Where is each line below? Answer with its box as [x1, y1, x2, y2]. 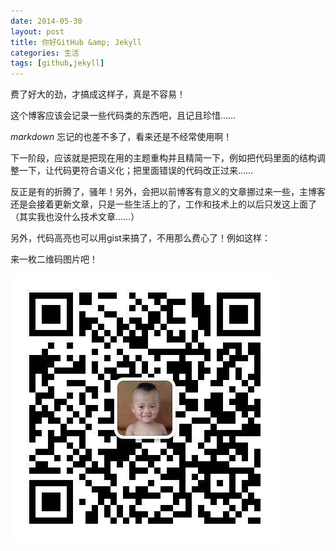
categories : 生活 [10, 48, 80, 58]
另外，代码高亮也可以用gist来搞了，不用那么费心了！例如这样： [10, 232, 271, 244]
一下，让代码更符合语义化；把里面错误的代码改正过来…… [18, 165, 254, 177]
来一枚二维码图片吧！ [10, 253, 98, 265]
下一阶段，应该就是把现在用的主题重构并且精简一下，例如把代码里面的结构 [10, 152, 317, 164]
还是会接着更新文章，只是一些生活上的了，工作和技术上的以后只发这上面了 [10, 198, 317, 210]
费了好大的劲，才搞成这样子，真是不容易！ [10, 88, 186, 100]
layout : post [10, 26, 65, 37]
